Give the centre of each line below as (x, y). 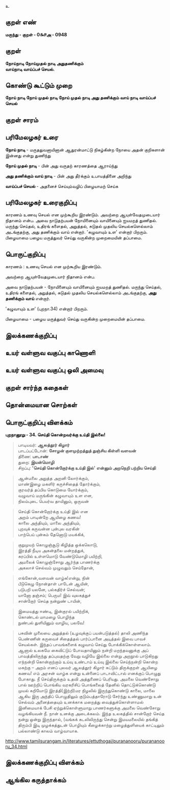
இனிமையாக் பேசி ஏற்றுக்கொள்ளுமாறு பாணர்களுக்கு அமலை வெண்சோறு (89, 708)
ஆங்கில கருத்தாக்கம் (36, 780)
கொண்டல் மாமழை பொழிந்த (46, 617)
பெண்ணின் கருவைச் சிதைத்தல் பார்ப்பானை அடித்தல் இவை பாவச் (82, 639)
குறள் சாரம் (22, 120)
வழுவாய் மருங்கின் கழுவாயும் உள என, (55, 496)
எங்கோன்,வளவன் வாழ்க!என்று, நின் (54, 578)
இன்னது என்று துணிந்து (28, 155)
